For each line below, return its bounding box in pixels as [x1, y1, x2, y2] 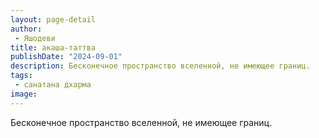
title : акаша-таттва [10, 42, 97, 53]
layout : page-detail [10, 14, 97, 25]
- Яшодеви [14, 33, 56, 43]
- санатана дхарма [14, 80, 92, 90]
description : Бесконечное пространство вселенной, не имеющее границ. [10, 61, 311, 71]
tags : [10, 71, 33, 81]
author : [10, 24, 43, 34]
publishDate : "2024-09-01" [10, 52, 123, 62]
